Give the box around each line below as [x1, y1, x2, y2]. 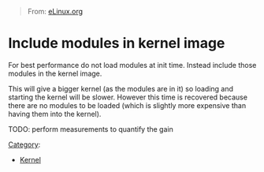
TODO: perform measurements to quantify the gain [8, 124, 173, 133]
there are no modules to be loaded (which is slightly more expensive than [8, 100, 247, 110]
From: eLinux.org [27, 7, 84, 16]
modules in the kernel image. [8, 69, 102, 78]
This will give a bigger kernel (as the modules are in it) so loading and [8, 84, 234, 93]
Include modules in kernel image [8, 35, 225, 52]
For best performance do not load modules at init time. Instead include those [8, 60, 257, 69]
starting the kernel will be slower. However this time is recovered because [8, 92, 248, 102]
